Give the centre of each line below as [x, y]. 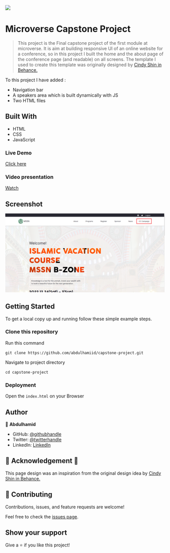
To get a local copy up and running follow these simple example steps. [79, 319]
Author [16, 412]
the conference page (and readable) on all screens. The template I [87, 59]
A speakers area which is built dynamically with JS [65, 95]
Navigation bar [28, 89]
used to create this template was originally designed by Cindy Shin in [90, 65]
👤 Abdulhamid [20, 424]
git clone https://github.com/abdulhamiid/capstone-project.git [74, 353]
